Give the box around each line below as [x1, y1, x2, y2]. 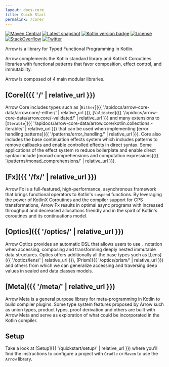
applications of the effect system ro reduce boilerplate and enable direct [5, 147, 156, 153]
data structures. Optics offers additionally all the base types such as [5, 251, 148, 258]
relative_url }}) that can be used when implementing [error [27, 126, 149, 132]
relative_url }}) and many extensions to [79, 115, 160, 121]
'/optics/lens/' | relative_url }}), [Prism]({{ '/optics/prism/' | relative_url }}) [12, 257, 163, 263]
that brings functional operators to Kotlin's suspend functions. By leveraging [5, 192, 162, 197]
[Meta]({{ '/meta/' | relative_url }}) [5, 283, 115, 291]
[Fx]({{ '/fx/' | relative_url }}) [5, 172, 97, 181]
